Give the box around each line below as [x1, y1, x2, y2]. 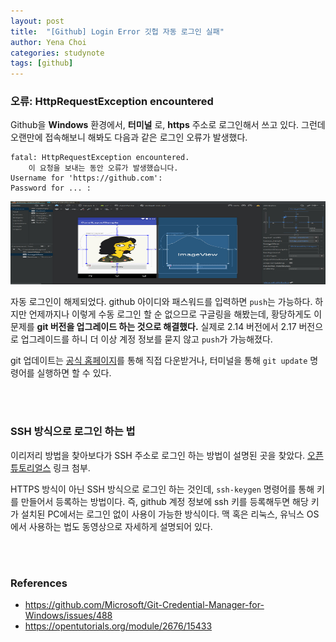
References [10, 576, 68, 590]
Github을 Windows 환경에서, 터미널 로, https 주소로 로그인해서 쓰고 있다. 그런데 [10, 119, 326, 131]
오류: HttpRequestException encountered [10, 95, 214, 109]
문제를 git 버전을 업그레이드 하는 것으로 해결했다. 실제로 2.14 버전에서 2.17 [10, 321, 297, 333]
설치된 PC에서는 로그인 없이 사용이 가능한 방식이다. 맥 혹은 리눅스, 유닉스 [20, 508, 305, 520]
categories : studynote [10, 48, 105, 58]
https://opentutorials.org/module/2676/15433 [24, 620, 213, 632]
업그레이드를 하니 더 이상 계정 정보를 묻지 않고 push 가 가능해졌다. [20, 333, 273, 345]
